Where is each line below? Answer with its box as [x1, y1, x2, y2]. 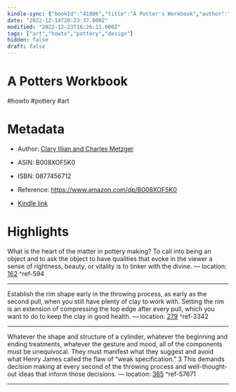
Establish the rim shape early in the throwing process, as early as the [7, 289, 207, 298]
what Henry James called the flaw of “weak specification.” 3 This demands [7, 355, 225, 363]
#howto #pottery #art [7, 96, 70, 105]
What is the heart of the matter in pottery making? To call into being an [7, 247, 212, 255]
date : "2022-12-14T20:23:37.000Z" [7, 17, 109, 24]
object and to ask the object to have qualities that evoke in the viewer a [7, 254, 213, 263]
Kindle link [17, 198, 48, 208]
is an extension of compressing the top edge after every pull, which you [7, 304, 215, 313]
